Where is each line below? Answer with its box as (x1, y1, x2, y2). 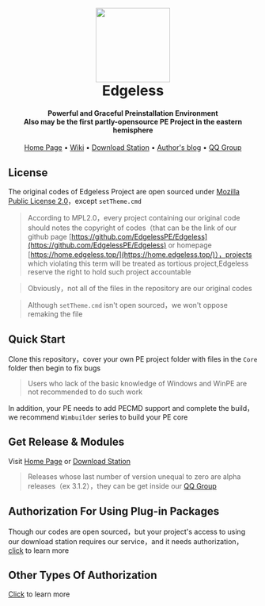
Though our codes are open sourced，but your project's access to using (8, 527, 246, 536)
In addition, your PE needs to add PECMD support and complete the (8, 404, 229, 413)
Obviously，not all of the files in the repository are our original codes (27, 284, 252, 293)
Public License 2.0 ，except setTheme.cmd (8, 197, 142, 206)
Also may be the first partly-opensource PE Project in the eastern (23, 117, 243, 126)
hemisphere (112, 125, 153, 135)
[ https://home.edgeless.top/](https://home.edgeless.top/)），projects (27, 250, 252, 259)
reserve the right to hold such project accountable (27, 267, 191, 277)
